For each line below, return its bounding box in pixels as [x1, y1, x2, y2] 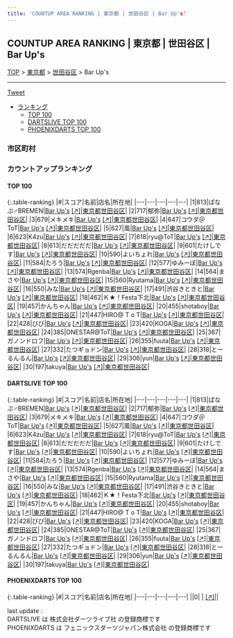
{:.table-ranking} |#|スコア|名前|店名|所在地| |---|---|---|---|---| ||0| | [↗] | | [7, 592, 219, 601]
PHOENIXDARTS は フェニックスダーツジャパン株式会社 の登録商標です [7, 623, 212, 632]
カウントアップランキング [7, 164, 92, 174]
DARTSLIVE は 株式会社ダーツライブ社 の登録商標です [7, 614, 161, 623]
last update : [7, 606, 43, 614]
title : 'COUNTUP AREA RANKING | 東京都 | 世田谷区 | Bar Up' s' [7, 10, 187, 17]
